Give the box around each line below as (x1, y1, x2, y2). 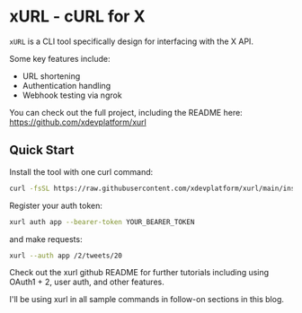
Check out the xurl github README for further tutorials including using (9, 267, 270, 278)
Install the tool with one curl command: (9, 166, 154, 177)
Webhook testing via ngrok (22, 90, 123, 100)
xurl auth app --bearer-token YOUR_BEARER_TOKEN (9, 217, 195, 226)
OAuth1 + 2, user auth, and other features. (9, 276, 164, 288)
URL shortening (22, 70, 81, 82)
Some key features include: (9, 53, 111, 64)
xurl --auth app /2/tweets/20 (9, 251, 123, 260)
